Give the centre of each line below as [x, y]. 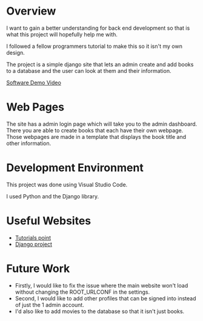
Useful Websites [49, 221]
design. [16, 52]
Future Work [38, 269]
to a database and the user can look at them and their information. [89, 70]
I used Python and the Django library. [52, 196]
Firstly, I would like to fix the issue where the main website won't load [101, 285]
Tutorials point [33, 237]
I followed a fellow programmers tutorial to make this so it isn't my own [95, 46]
